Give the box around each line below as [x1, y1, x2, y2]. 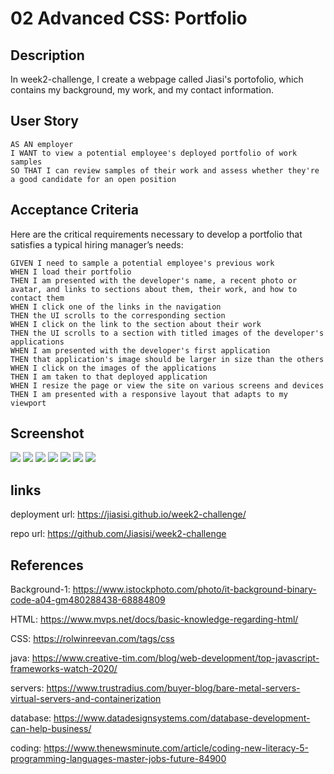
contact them [10, 293, 65, 303]
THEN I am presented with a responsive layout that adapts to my [10, 389, 288, 399]
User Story [10, 113, 79, 130]
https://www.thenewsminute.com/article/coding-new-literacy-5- [43, 742, 310, 754]
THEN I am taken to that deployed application [10, 372, 208, 382]
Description [10, 47, 85, 64]
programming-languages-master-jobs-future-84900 [10, 753, 227, 765]
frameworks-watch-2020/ [10, 663, 118, 675]
